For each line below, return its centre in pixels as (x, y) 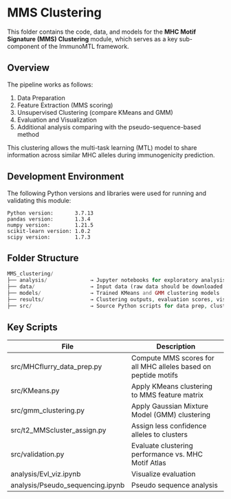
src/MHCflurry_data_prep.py (56, 367)
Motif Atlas (149, 463)
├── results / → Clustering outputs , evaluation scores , (110, 299)
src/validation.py (37, 454)
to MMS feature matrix (168, 395)
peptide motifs (155, 375)
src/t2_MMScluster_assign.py (58, 430)
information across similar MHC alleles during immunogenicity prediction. (111, 155)
